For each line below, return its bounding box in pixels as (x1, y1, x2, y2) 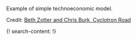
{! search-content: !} (6, 28, 57, 35)
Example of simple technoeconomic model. (6, 5, 113, 12)
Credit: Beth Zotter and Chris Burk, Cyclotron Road (6, 16, 132, 23)
